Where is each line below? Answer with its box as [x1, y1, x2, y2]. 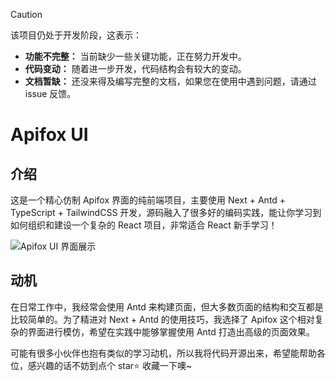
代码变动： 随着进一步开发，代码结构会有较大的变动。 [24, 63, 247, 74]
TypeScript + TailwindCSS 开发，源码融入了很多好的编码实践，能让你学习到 [10, 207, 322, 218]
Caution [10, 9, 43, 20]
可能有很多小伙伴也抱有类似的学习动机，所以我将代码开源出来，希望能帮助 [10, 347, 317, 359]
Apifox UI [10, 124, 89, 146]
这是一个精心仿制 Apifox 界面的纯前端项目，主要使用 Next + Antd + [10, 194, 287, 206]
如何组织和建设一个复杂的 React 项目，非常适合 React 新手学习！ [10, 219, 278, 231]
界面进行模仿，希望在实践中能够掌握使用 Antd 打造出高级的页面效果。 [27, 325, 315, 338]
